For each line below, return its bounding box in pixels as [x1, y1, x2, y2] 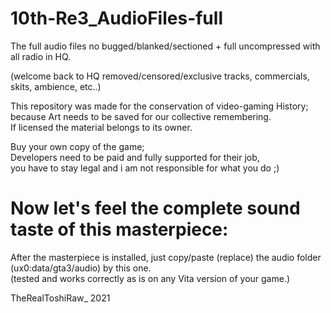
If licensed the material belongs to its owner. [10, 121, 193, 133]
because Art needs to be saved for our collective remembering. [10, 110, 272, 122]
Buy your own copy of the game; [10, 140, 145, 152]
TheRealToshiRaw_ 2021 [10, 292, 111, 304]
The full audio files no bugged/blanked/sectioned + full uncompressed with [10, 40, 321, 52]
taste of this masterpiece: [10, 218, 229, 241]
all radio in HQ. [10, 50, 72, 62]
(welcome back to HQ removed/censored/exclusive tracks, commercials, [10, 70, 310, 82]
